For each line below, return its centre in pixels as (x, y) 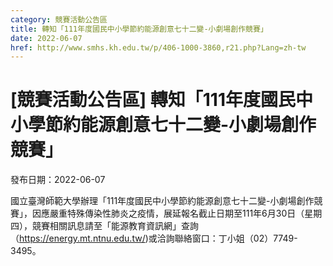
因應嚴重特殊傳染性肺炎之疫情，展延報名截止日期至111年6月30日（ (168, 213)
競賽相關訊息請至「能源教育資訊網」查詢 (115, 226)
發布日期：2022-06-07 (58, 180)
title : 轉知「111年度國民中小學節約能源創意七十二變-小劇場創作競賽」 (139, 29)
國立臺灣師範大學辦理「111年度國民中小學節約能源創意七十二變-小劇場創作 (162, 201)
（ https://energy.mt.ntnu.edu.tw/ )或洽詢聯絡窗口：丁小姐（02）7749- (154, 238)
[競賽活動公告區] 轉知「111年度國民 (153, 100)
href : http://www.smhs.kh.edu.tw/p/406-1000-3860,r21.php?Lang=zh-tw (158, 47)
